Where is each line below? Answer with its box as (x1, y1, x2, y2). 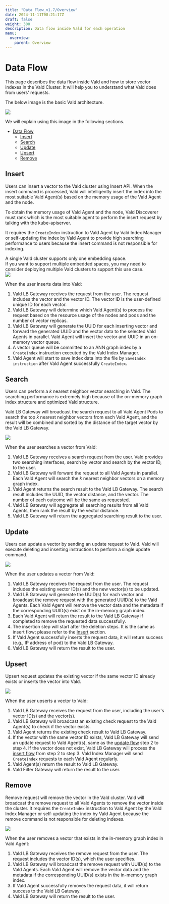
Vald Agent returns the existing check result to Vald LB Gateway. (12, 729, 147, 735)
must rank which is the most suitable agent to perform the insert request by (5, 214, 162, 220)
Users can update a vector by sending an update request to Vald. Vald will (5, 541, 159, 547)
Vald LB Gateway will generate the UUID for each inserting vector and (12, 323, 157, 329)
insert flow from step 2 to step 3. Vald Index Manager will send (12, 750, 143, 756)
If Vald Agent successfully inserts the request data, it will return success (12, 634, 163, 641)
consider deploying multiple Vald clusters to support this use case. (5, 266, 144, 272)
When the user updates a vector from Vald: (5, 571, 95, 577)
